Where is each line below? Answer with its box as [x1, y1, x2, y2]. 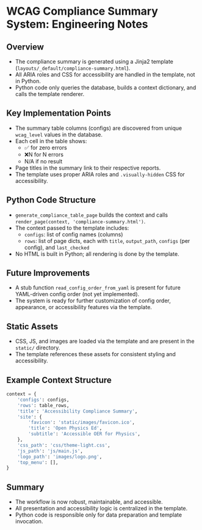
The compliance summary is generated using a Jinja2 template [15, 58, 174, 65]
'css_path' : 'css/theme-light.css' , [17, 442, 111, 448]
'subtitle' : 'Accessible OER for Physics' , [28, 431, 140, 437]
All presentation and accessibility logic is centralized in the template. [15, 505, 188, 512]
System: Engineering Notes [6, 17, 148, 31]
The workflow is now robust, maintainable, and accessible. [15, 498, 163, 506]
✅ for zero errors [24, 144, 67, 151]
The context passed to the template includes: [15, 224, 129, 231]
